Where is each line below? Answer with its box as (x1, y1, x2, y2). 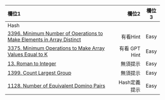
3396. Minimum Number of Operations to (7, 30, 103, 36)
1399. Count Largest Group (7, 69, 72, 76)
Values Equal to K (7, 51, 48, 58)
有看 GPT (119, 45, 141, 52)
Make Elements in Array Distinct (7, 36, 81, 43)
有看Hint (121, 33, 141, 40)
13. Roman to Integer (7, 60, 56, 67)
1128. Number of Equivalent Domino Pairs (7, 82, 106, 89)
